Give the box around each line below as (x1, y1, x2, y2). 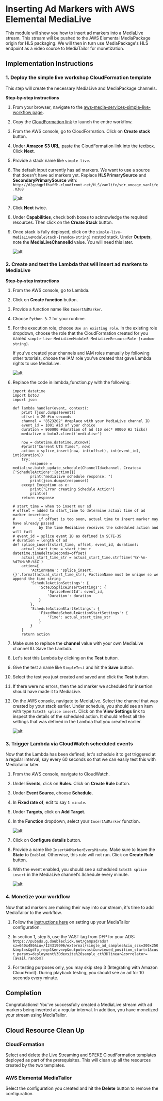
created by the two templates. (5, 1062, 65, 1068)
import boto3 (12, 393, 39, 398)
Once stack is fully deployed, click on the (12, 229, 95, 234)
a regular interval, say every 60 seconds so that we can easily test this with (5, 756, 156, 762)
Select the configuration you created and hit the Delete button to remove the (5, 1085, 159, 1091)
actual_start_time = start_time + (21, 546, 91, 551)
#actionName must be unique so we (88, 572, 159, 577)
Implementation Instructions (5, 59, 94, 68)
